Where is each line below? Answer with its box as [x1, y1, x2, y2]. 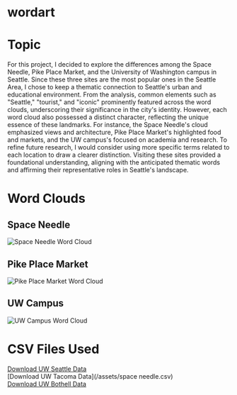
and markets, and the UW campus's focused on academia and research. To [7, 135, 228, 144]
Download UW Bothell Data [7, 379, 87, 388]
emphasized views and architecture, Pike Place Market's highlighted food [7, 128, 221, 137]
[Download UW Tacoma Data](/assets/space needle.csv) [7, 372, 173, 380]
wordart [7, 4, 55, 21]
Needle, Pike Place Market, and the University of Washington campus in [7, 68, 217, 77]
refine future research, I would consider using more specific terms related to [7, 143, 230, 152]
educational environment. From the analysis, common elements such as [7, 90, 217, 99]
